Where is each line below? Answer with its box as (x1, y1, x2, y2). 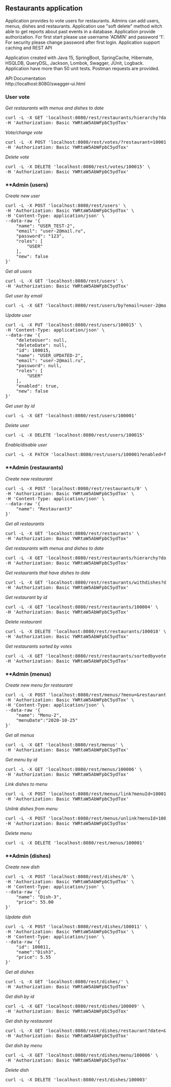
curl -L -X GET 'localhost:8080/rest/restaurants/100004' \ (5, 604, 159, 610)
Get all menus (5, 732, 35, 738)
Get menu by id (5, 756, 37, 763)
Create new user (5, 193, 40, 199)
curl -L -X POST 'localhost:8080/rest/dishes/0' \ (5, 874, 134, 880)
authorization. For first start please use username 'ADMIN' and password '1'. (5, 34, 165, 40)
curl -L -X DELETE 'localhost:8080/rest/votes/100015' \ (5, 164, 151, 170)
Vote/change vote (5, 129, 43, 135)
